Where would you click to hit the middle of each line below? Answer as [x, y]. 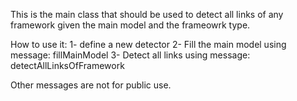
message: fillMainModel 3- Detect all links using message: [130, 55]
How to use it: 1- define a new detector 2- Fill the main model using [148, 44]
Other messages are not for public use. [91, 85]
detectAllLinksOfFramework [67, 65]
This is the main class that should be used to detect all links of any [147, 14]
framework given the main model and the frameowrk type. [130, 25]
